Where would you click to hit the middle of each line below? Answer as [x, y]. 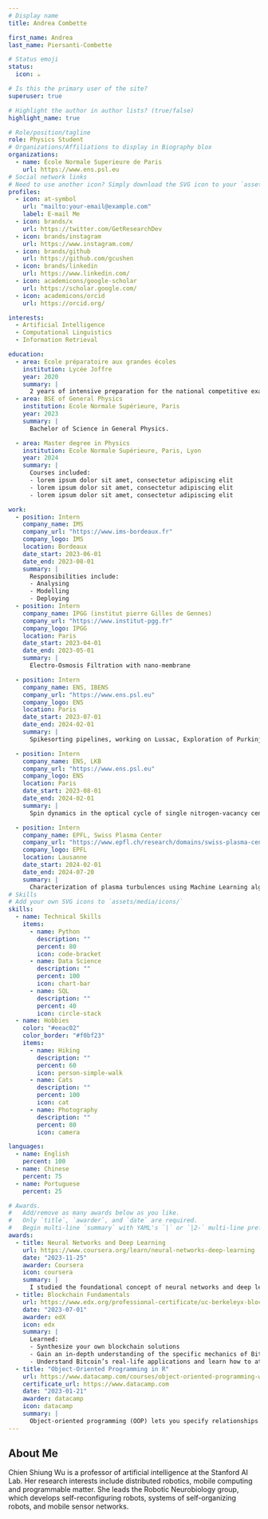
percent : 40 [57, 1006]
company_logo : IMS [53, 539]
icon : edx [39, 1324]
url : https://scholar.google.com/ [80, 288]
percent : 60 [57, 1065]
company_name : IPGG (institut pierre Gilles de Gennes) [118, 613]
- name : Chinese [42, 1169]
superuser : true [35, 96]
